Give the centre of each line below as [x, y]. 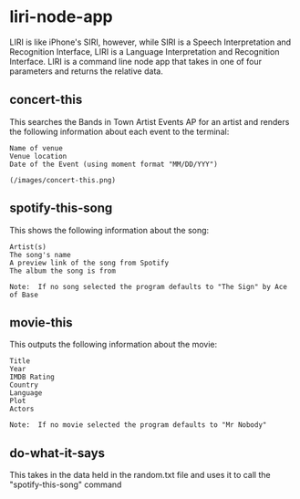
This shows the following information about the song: [109, 230]
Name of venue [36, 148]
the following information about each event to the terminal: [119, 131]
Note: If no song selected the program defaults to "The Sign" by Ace [148, 286]
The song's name [40, 255]
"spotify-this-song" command [66, 484]
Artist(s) [28, 247]
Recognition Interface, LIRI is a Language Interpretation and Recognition [145, 51]
